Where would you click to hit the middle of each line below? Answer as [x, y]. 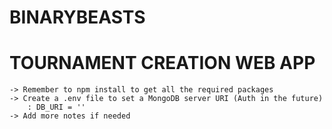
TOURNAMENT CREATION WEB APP [162, 63]
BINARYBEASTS [77, 17]
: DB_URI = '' [56, 107]
